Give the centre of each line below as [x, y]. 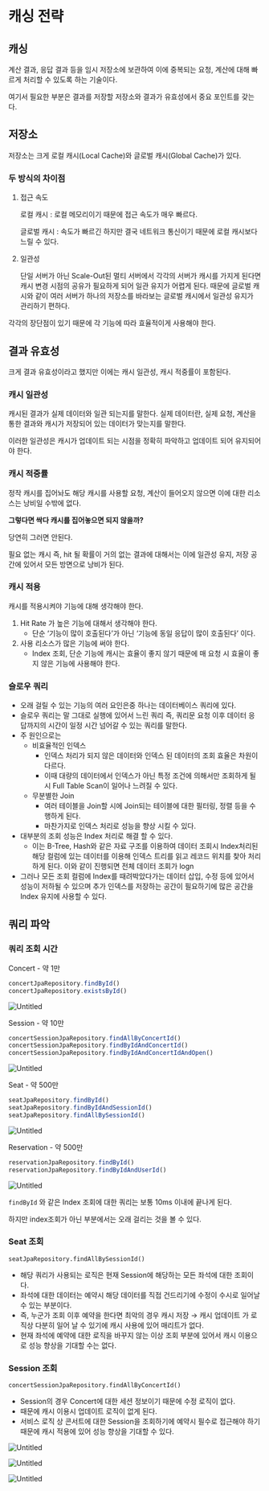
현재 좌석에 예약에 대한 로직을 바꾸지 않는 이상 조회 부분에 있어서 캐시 [128, 1335]
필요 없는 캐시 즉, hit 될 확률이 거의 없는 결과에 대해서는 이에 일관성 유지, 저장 [128, 554]
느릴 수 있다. [39, 241]
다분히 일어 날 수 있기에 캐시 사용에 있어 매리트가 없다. [120, 1325]
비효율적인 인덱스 [59, 746]
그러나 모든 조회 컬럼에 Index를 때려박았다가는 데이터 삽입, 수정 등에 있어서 [137, 876]
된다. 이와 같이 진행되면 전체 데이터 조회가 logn [120, 867]
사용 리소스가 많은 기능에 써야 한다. [75, 643]
